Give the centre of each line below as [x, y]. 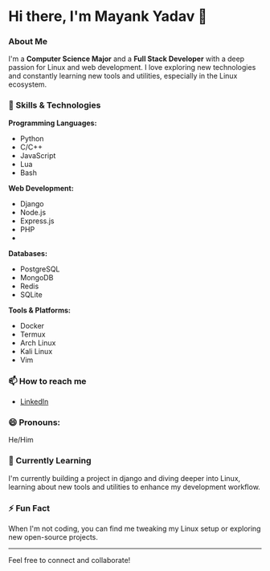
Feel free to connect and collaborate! [70, 560]
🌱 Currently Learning [50, 461]
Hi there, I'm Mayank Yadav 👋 [108, 16]
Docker [32, 325]
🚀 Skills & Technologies [55, 105]
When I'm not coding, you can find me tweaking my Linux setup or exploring [135, 528]
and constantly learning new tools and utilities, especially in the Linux [123, 76]
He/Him [21, 440]
